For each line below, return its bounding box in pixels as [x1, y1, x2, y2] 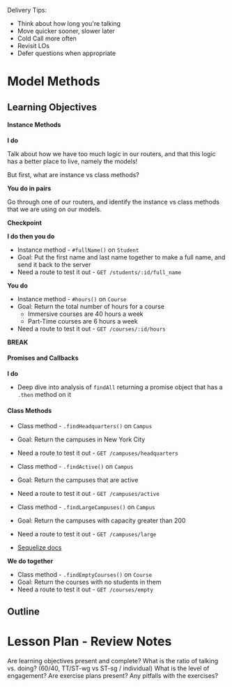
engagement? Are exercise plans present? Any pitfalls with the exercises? [7, 671, 218, 679]
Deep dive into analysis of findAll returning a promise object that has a [17, 383, 223, 391]
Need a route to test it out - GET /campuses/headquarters [17, 449, 179, 458]
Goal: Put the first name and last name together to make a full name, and [17, 252, 226, 261]
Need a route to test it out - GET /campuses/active [17, 490, 160, 498]
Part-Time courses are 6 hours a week [27, 317, 138, 325]
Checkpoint [7, 218, 42, 227]
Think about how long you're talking [17, 20, 121, 27]
